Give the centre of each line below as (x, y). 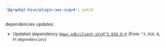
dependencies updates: (30, 24)
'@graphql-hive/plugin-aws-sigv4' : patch (49, 10)
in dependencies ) (30, 39)
